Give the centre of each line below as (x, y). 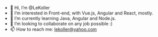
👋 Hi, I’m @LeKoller (30, 8)
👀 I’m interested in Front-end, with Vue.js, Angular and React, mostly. (82, 13)
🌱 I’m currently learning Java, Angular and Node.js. (63, 18)
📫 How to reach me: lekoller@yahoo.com (53, 29)
